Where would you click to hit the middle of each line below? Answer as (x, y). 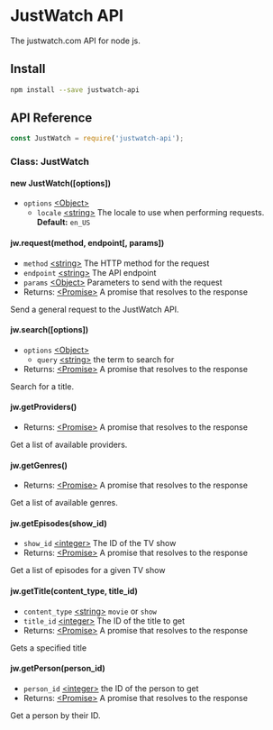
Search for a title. (42, 386)
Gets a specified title (49, 648)
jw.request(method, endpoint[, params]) (87, 243)
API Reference (51, 118)
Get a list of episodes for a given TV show (88, 570)
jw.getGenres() (39, 465)
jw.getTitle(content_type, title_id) (74, 591)
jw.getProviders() (44, 407)
